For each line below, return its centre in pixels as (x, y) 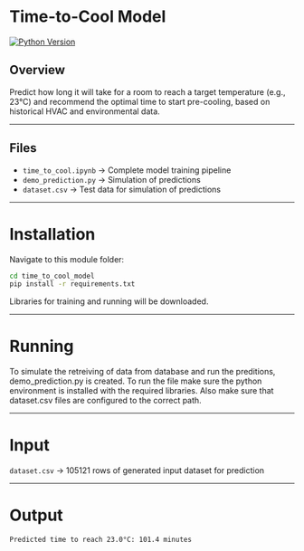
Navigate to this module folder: (67, 259)
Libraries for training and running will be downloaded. (109, 301)
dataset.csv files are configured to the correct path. (105, 401)
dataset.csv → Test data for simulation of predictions (122, 189)
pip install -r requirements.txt (72, 284)
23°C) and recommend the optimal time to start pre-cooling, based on (140, 101)
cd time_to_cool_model (52, 276)
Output (36, 515)
